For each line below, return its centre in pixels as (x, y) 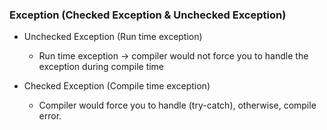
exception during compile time (101, 67)
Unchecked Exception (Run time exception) (113, 37)
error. (50, 116)
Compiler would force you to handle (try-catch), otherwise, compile (177, 105)
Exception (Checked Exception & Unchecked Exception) (148, 15)
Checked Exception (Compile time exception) (117, 86)
